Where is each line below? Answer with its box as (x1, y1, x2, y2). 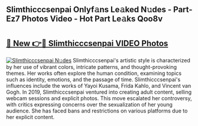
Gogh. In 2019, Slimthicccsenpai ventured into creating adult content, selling (6, 88, 192, 95)
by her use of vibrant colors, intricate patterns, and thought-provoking (6, 64, 177, 70)
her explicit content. (6, 114, 55, 120)
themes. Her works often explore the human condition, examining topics (6, 70, 182, 77)
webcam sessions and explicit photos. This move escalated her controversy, (6, 95, 192, 102)
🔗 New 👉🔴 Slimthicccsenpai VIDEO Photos (6, 38, 168, 48)
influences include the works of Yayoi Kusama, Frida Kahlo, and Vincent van (6, 82, 191, 89)
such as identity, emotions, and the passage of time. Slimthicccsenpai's (6, 76, 181, 83)
